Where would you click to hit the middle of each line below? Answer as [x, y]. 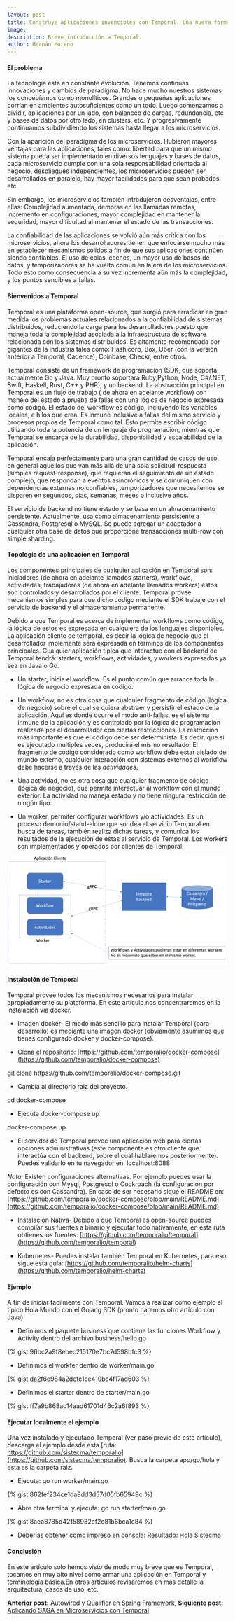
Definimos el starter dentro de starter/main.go [84, 1393]
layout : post [26, 15]
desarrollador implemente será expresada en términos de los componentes [115, 643]
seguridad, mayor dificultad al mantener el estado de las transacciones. [111, 222]
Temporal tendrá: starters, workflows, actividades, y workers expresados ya [117, 658]
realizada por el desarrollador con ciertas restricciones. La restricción [117, 730]
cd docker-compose [37, 1100]
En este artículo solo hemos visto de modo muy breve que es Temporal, [111, 1567]
